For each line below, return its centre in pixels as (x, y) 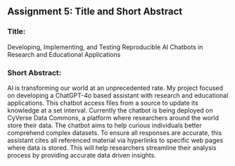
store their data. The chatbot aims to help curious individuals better (105, 125)
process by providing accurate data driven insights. (82, 155)
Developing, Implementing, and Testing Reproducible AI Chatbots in (105, 47)
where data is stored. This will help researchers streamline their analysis (112, 148)
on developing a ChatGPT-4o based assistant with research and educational (118, 95)
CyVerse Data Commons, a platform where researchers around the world (113, 117)
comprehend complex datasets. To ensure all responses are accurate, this (115, 132)
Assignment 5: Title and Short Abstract (95, 12)
